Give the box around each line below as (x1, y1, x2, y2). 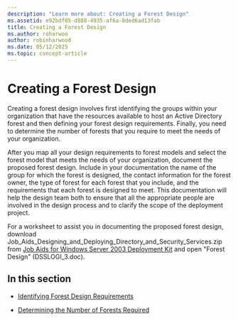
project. (7, 208, 31, 217)
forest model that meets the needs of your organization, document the (7, 156, 213, 164)
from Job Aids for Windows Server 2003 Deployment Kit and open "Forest (7, 244, 225, 253)
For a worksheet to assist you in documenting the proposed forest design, (7, 222, 224, 231)
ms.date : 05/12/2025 (7, 43, 69, 50)
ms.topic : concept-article (7, 50, 87, 58)
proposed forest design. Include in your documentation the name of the (7, 163, 217, 171)
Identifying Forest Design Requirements (17, 292, 134, 300)
